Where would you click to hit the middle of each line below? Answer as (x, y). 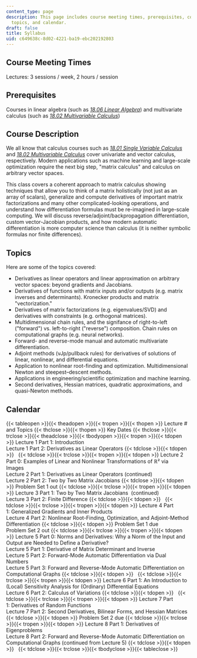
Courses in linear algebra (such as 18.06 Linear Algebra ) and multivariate (94, 109)
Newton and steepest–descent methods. (64, 372)
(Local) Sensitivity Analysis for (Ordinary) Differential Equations (82, 587)
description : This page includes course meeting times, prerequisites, (95, 17)
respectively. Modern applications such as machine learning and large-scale (98, 161)
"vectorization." (33, 304)
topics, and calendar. (39, 22)
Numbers (17, 562)
